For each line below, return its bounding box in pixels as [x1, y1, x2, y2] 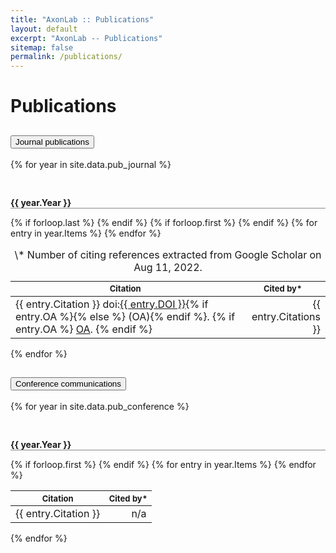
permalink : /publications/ [10, 52, 123, 62]
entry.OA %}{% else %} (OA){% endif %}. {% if [15, 309, 236, 323]
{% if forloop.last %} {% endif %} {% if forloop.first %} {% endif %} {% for [10, 217, 318, 229]
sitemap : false [10, 42, 74, 53]
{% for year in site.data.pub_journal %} [10, 159, 172, 171]
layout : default [10, 24, 78, 34]
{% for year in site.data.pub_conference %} [10, 401, 190, 413]
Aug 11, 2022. [133, 261, 203, 275]
